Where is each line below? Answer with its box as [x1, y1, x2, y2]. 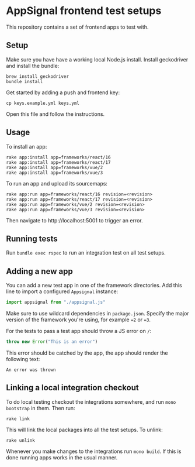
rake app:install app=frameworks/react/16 [6, 154, 111, 160]
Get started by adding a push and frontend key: [6, 89, 120, 96]
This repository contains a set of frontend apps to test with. [6, 23, 149, 30]
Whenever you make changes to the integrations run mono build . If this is [6, 448, 182, 455]
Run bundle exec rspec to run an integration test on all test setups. [6, 249, 166, 256]
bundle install [6, 78, 43, 84]
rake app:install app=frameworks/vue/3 [6, 170, 103, 176]
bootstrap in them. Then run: [6, 404, 75, 411]
